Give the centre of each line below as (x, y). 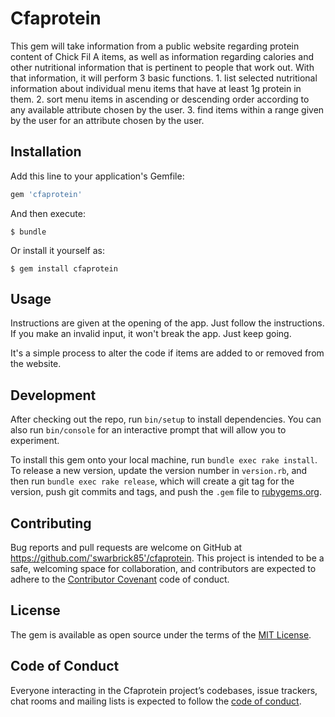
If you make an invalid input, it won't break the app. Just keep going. (151, 334)
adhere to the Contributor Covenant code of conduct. (120, 579)
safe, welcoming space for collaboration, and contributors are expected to (163, 569)
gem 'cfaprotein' (46, 194)
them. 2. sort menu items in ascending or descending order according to (160, 99)
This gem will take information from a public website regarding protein (155, 46)
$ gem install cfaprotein (64, 268)
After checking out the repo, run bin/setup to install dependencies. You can (166, 419)
